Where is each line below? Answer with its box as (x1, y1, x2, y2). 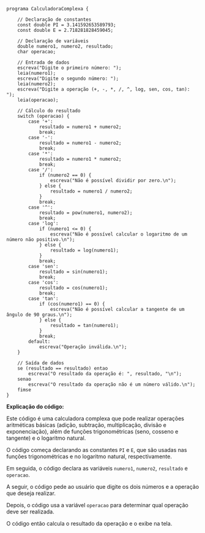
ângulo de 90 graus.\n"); (6, 312, 72, 318)
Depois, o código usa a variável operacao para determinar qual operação (6, 502, 188, 508)
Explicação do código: (6, 403, 64, 410)
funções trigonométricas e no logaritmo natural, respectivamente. (6, 453, 173, 460)
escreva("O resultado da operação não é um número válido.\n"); (28, 382, 196, 388)
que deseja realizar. (6, 489, 56, 497)
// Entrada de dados (17, 59, 70, 66)
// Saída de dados (17, 360, 64, 366)
